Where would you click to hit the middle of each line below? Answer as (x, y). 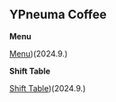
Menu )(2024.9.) (39, 54)
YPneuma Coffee (58, 15)
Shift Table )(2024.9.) (48, 88)
